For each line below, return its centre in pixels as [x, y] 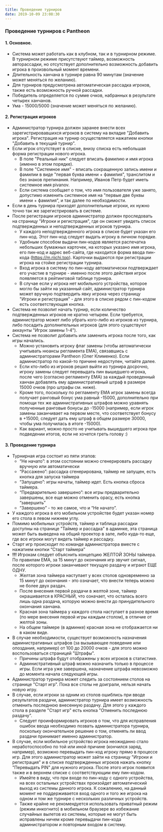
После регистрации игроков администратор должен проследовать [82, 216]
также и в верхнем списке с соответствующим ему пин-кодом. [78, 773]
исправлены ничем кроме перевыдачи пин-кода [70, 819]
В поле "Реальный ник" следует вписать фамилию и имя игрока [86, 159]
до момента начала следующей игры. [59, 674]
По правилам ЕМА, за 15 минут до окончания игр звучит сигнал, [79, 560]
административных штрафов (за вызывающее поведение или [76, 643]
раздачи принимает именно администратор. [66, 736]
